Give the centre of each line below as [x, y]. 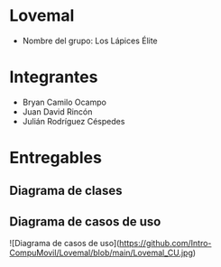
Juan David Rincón [57, 111]
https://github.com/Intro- [165, 244]
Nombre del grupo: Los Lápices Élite [90, 41]
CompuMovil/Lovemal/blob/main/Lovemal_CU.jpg [101, 253]
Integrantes [54, 77]
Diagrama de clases [66, 191]
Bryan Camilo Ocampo [64, 102]
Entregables [55, 158]
